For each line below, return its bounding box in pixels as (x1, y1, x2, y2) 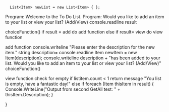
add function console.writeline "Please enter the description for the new (5, 44, 155, 50)
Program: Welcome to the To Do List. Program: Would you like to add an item (5, 14, 164, 20)
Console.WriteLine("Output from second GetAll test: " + (5, 86, 121, 92)
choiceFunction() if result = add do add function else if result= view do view (5, 29, 163, 35)
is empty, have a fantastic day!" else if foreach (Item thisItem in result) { (5, 81, 154, 87)
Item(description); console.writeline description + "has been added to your (5, 55, 160, 61)
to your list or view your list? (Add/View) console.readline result (5, 19, 137, 25)
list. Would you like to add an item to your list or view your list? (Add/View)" (5, 60, 161, 66)
